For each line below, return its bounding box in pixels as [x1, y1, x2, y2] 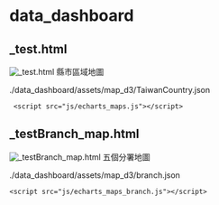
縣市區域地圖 [56, 67, 105, 77]
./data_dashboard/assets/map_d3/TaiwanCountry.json [9, 85, 210, 95]
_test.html [9, 42, 68, 57]
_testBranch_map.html [9, 126, 140, 142]
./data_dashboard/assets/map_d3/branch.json [9, 169, 180, 181]
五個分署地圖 [102, 151, 151, 163]
